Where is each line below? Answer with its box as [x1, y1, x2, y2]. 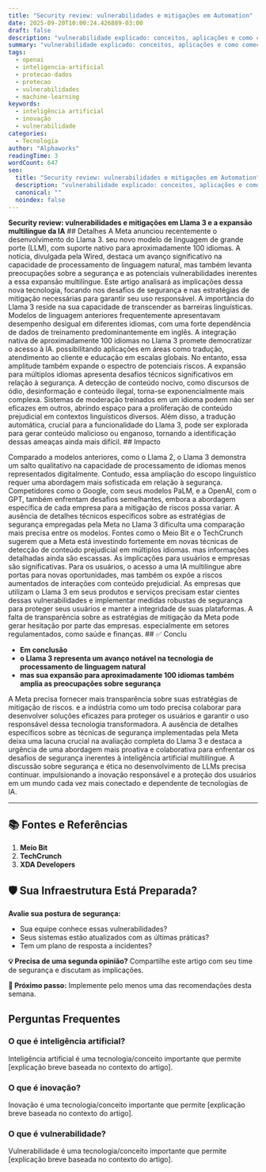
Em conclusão [19, 645, 68, 654]
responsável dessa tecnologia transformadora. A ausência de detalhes [8, 719, 239, 729]
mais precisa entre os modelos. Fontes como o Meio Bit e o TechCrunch [8, 528, 243, 538]
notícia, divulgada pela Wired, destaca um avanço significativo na [8, 251, 222, 261]
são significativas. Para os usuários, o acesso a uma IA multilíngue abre [8, 561, 241, 571]
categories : [8, 129, 47, 137]
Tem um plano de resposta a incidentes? [19, 941, 153, 951]
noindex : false [15, 196, 66, 204]
